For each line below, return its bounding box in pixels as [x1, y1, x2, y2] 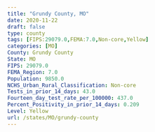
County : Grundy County [7, 50, 74, 57]
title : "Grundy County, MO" [7, 10, 90, 17]
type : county [7, 29, 46, 37]
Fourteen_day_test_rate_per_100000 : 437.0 [7, 95, 133, 102]
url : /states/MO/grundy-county [7, 114, 99, 121]
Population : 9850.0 [7, 75, 65, 82]
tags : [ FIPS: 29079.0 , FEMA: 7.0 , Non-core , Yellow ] [7, 36, 149, 43]
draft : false [7, 23, 46, 30]
